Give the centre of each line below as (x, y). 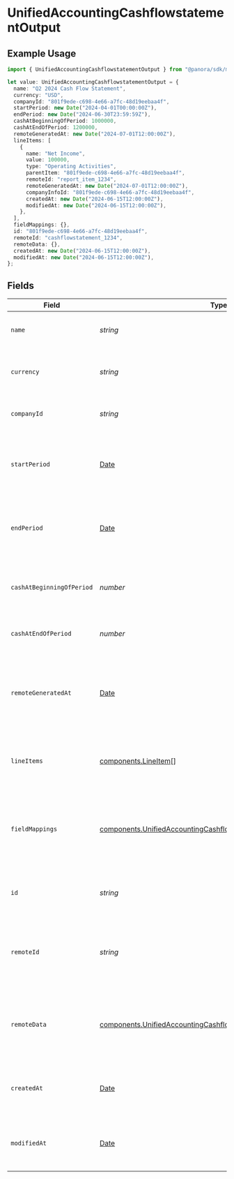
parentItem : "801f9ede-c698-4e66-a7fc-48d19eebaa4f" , (106, 173)
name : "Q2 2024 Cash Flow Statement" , (70, 89)
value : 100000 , (48, 160)
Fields (21, 285)
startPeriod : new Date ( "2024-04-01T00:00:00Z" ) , (85, 108)
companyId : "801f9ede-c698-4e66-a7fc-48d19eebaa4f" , (92, 102)
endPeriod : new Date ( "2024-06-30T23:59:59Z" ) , (82, 114)
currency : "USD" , (39, 95)
